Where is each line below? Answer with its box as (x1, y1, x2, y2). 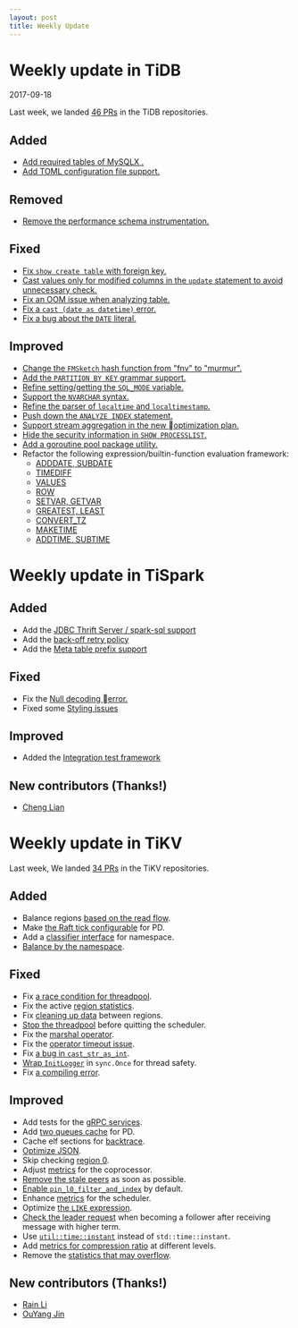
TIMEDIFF (35, 467, 72, 478)
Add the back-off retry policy (21, 634, 129, 644)
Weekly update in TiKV (9, 833, 183, 854)
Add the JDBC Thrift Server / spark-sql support (21, 624, 196, 635)
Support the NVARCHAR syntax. (21, 391, 129, 402)
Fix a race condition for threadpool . (21, 991, 153, 1001)
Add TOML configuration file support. (21, 166, 161, 177)
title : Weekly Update (9, 21, 90, 30)
